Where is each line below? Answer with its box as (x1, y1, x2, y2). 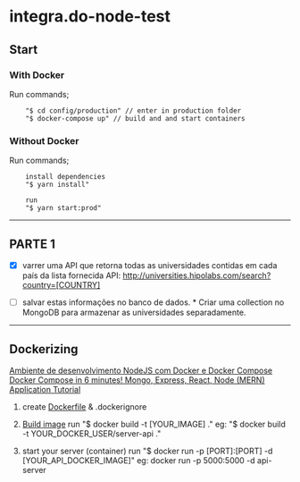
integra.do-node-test (9, 6, 171, 27)
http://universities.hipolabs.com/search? (122, 270, 271, 281)
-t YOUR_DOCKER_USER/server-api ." (21, 427, 162, 439)
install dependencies (25, 173, 105, 182)
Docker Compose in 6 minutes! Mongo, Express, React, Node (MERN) (9, 374, 265, 385)
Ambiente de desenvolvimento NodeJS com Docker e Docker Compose (9, 365, 273, 376)
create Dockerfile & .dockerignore (21, 401, 147, 412)
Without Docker (9, 134, 79, 147)
